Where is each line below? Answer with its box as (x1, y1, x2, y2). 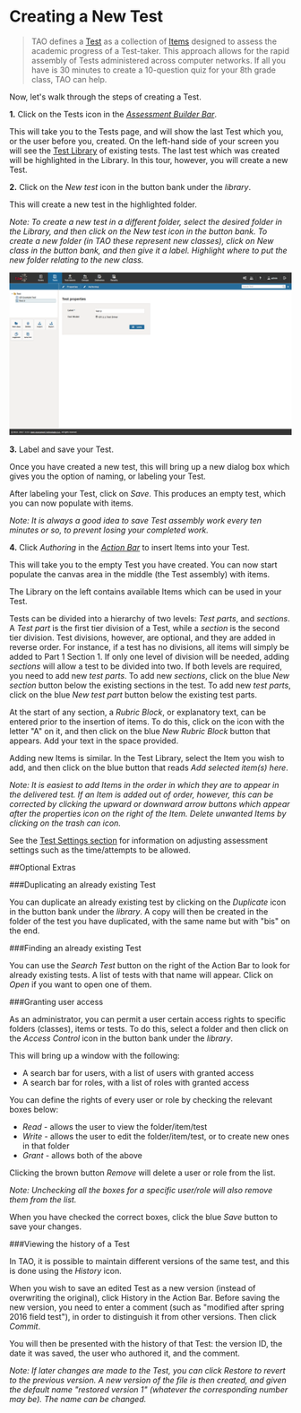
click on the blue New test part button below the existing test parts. (9, 689, 258, 700)
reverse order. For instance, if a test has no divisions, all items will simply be (9, 641, 289, 652)
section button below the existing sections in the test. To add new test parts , (9, 680, 291, 690)
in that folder (21, 1140, 70, 1151)
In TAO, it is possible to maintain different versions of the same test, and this (9, 1255, 289, 1266)
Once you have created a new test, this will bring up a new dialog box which (9, 461, 290, 472)
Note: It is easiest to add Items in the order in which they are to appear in (9, 779, 279, 790)
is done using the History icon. (9, 1265, 123, 1276)
